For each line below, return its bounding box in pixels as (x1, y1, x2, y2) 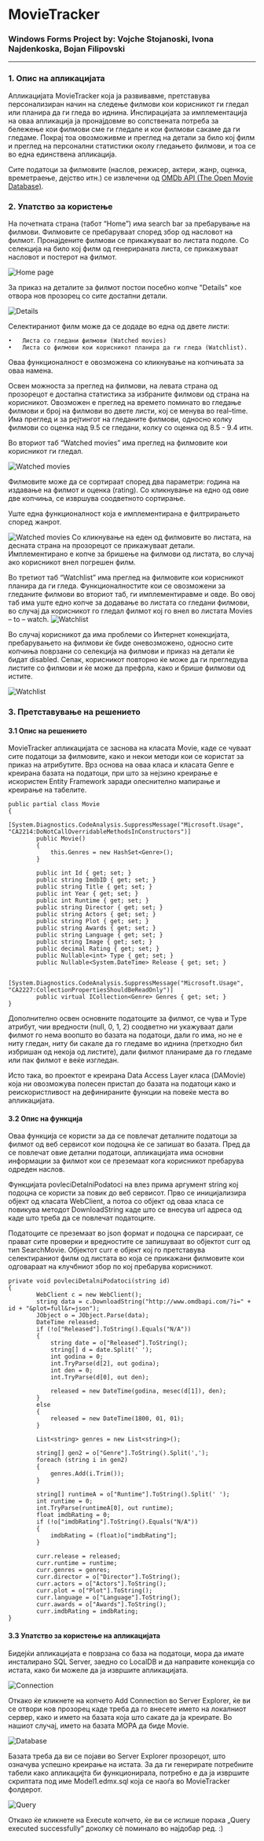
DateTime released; (36, 1319, 101, 1327)
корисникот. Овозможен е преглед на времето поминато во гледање (8, 398, 242, 407)
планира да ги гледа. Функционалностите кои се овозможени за (8, 581, 226, 591)
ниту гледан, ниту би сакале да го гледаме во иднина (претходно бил (8, 1039, 244, 1048)
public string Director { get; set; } (36, 904, 163, 911)
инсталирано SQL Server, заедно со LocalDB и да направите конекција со (8, 1657, 255, 1666)
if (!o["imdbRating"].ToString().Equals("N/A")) (36, 1518, 199, 1526)
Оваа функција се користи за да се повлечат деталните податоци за (8, 1131, 237, 1141)
